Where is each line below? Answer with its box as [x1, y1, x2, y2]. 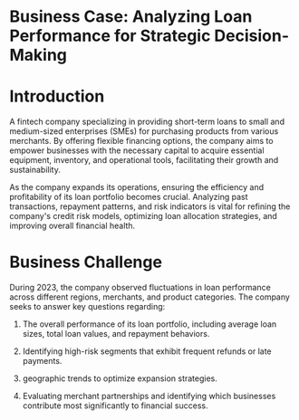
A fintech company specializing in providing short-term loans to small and [9, 116, 285, 128]
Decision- [214, 25, 290, 46]
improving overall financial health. [9, 220, 136, 232]
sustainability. [9, 165, 61, 176]
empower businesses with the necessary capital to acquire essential [9, 145, 265, 156]
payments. [22, 356, 63, 367]
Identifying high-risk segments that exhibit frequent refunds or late [22, 346, 272, 357]
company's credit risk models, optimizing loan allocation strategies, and [9, 211, 278, 222]
